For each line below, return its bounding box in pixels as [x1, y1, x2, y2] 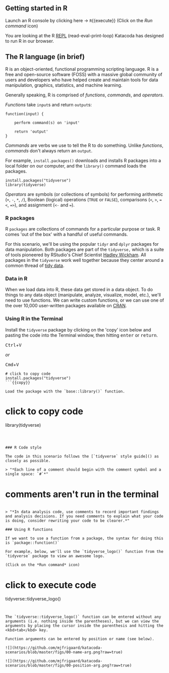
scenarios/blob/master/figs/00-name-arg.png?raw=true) [5, 650, 123, 655]
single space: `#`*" [5, 472, 49, 477]
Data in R [5, 275, 28, 282]
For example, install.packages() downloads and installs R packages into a [5, 157, 161, 163]
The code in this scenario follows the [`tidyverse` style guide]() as [5, 454, 159, 459]
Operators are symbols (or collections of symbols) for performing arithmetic [5, 191, 163, 197]
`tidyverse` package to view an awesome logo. [5, 553, 105, 559]
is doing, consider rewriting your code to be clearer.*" [5, 518, 130, 524]
